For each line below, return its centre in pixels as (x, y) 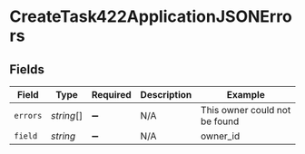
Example (246, 95)
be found (220, 121)
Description (166, 95)
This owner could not (246, 110)
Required (111, 95)
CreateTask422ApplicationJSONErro (151, 17)
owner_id (221, 136)
